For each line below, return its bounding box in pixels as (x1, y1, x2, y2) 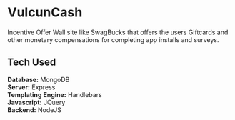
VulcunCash (7, 4, 83, 21)
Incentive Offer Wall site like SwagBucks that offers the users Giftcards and (7, 28, 229, 36)
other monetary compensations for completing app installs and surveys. (7, 35, 219, 44)
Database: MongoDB (7, 75, 70, 84)
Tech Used (7, 56, 56, 69)
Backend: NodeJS (7, 105, 62, 114)
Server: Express (7, 83, 56, 91)
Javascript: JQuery (7, 98, 66, 106)
